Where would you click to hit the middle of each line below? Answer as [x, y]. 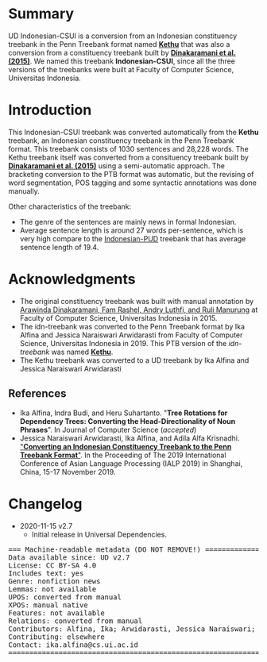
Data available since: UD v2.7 [69, 557]
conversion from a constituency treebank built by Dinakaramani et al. [122, 52]
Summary [41, 14]
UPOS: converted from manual [65, 597]
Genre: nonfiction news [54, 581]
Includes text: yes [46, 573]
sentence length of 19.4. [59, 247]
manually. [24, 191]
